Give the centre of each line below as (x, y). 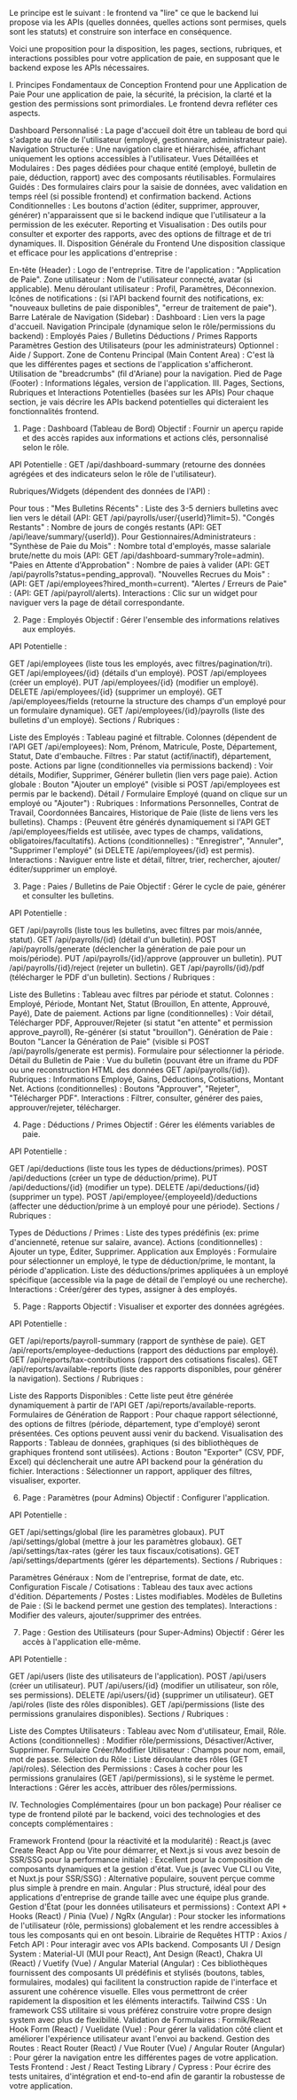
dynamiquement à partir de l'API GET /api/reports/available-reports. (133, 1405)
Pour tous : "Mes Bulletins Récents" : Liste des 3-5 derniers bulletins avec (144, 508)
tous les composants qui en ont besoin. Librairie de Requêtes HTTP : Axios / (148, 1935)
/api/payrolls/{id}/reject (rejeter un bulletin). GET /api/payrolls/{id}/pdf (137, 968)
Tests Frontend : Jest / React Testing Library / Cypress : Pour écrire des (140, 2067)
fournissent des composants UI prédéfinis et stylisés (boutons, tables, (137, 1973)
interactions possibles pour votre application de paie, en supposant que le (145, 58)
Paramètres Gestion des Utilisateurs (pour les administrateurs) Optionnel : (144, 345)
